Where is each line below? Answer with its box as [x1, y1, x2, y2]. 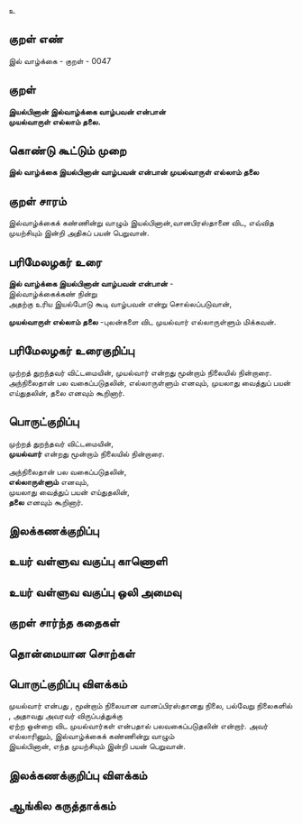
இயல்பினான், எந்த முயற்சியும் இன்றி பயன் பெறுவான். [8, 741, 187, 752]
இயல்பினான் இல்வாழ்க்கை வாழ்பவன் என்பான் [8, 105, 166, 117]
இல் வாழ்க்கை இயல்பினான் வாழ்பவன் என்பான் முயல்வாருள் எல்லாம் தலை [8, 167, 260, 178]
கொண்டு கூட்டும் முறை [8, 143, 127, 159]
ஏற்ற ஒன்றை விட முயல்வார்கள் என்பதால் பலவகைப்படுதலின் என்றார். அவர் [8, 720, 269, 731]
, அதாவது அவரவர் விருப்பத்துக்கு [8, 710, 123, 721]
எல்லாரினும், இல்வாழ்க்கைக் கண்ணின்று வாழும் [8, 731, 175, 742]
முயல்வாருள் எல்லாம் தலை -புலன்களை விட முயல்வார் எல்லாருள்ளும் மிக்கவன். [8, 316, 277, 327]
